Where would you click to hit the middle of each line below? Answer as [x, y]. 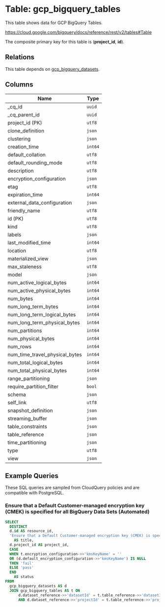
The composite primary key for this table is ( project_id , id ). [65, 42]
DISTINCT [18, 527]
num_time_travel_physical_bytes [45, 354]
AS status [24, 577]
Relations [20, 57]
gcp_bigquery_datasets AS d [38, 586]
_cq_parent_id [24, 115]
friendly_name [24, 211]
